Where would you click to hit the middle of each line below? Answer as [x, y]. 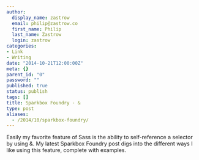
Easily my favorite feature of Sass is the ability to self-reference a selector [99, 137]
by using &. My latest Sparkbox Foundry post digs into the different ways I [99, 144]
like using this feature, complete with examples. [66, 150]
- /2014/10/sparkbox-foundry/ [50, 120]
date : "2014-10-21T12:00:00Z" [45, 63]
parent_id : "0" [26, 75]
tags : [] [17, 97]
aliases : [17, 114]
